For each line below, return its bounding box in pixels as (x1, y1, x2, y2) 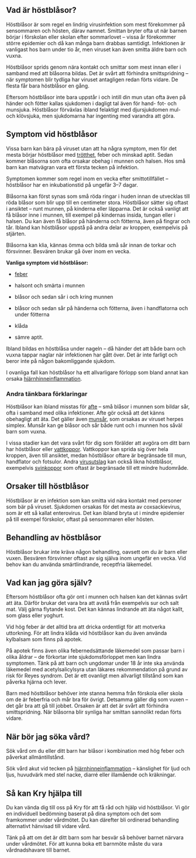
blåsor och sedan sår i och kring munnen (14, 293, 114, 300)
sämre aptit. (14, 334, 44, 341)
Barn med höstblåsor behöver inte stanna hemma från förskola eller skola (6, 690, 183, 697)
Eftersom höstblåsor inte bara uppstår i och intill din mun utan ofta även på (6, 93, 186, 100)
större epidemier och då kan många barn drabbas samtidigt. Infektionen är (6, 39, 186, 46)
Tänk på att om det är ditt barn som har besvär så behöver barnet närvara (6, 834, 184, 841)
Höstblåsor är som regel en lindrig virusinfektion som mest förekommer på (6, 21, 185, 28)
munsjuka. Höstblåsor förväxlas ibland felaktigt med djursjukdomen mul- (6, 106, 181, 113)
